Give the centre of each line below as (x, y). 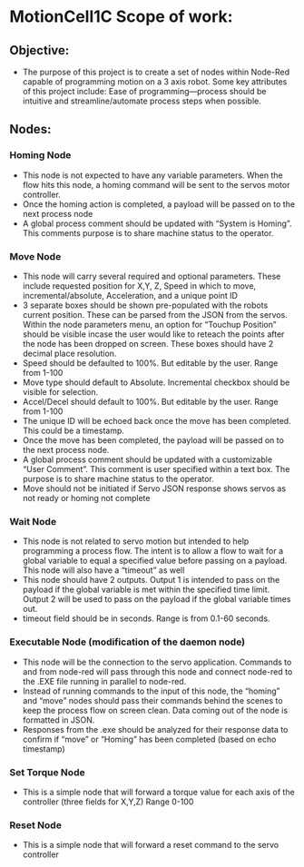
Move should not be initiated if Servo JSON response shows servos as (154, 488)
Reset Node (35, 825)
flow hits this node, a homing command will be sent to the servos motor (156, 184)
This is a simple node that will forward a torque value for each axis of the (158, 792)
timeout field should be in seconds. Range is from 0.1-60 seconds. (146, 618)
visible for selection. (60, 391)
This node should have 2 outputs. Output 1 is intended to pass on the (151, 580)
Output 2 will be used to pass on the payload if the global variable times (157, 599)
